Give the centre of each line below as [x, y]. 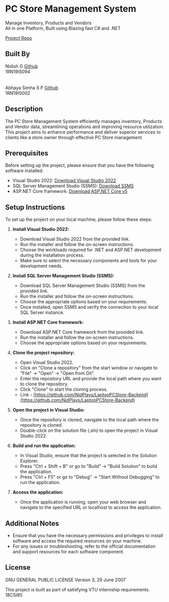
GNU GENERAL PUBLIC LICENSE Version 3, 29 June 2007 [66, 580]
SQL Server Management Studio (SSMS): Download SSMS [73, 186]
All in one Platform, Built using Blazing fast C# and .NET [63, 28]
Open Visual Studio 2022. [47, 363]
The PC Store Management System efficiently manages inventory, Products [84, 121]
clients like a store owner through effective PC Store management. [74, 137]
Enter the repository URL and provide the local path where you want [91, 379]
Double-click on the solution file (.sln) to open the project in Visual [89, 430]
